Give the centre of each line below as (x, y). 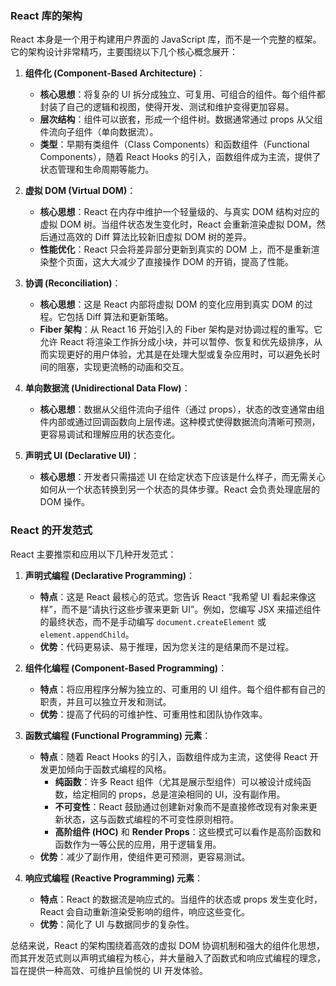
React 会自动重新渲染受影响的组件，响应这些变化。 (145, 911)
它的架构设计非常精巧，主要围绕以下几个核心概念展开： (124, 52)
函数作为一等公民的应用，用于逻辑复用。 (138, 844)
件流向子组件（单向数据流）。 (99, 132)
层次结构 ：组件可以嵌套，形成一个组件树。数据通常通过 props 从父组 (181, 119)
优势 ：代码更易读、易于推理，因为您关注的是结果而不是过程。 (167, 646)
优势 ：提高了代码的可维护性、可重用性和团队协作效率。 (153, 714)
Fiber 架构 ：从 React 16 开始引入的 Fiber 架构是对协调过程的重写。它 (181, 329)
